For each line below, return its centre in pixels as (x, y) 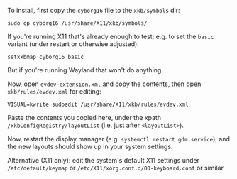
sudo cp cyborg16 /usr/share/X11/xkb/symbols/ (77, 23)
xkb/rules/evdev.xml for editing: (54, 91)
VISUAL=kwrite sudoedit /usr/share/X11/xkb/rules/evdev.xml (98, 104)
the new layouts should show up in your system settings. (90, 146)
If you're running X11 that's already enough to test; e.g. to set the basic (111, 36)
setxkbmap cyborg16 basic (45, 57)
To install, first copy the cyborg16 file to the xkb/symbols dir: (94, 10)
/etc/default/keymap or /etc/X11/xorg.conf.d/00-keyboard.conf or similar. (116, 168)
